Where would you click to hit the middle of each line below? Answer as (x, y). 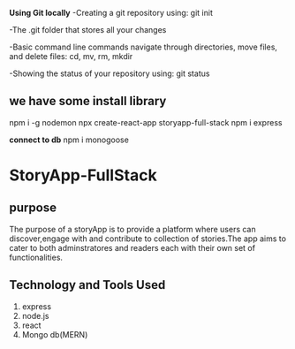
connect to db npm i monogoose (69, 140)
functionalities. (36, 257)
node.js (36, 315)
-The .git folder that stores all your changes (88, 30)
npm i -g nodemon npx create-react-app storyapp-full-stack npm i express (146, 122)
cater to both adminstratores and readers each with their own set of (132, 247)
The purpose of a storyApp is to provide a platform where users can (132, 229)
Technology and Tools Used (87, 285)
